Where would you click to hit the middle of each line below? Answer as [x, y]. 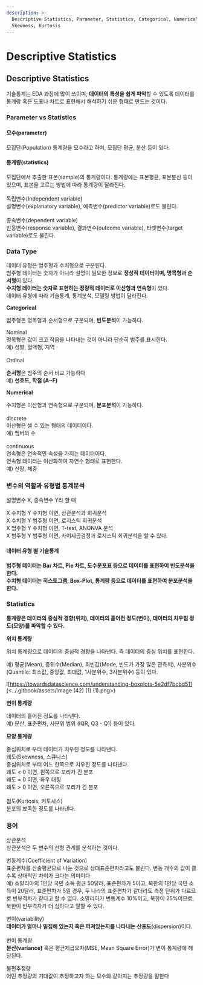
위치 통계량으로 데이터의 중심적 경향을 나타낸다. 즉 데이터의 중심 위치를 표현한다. [101, 651]
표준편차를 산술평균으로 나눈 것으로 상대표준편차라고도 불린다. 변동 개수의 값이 [98, 868]
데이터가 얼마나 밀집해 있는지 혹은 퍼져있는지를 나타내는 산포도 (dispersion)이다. [99, 926]
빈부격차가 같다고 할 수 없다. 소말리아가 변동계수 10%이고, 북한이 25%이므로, [103, 898]
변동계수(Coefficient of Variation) [47, 861]
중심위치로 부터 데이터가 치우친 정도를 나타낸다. [62, 749]
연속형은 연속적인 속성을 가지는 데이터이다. [56, 453]
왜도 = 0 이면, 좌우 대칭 [34, 779]
